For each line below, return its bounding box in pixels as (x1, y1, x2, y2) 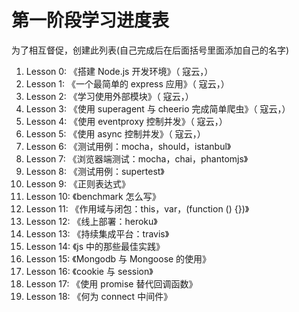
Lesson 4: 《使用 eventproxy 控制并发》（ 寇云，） (25, 115, 228, 127)
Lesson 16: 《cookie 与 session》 (25, 265, 154, 277)
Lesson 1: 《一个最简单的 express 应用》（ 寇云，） (25, 77, 230, 90)
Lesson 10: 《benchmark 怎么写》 (25, 190, 161, 202)
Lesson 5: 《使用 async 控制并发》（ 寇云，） (25, 127, 206, 140)
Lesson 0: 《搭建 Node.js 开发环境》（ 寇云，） (25, 65, 214, 77)
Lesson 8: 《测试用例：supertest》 (25, 165, 165, 177)
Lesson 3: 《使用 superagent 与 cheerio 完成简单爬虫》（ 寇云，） (25, 102, 291, 115)
